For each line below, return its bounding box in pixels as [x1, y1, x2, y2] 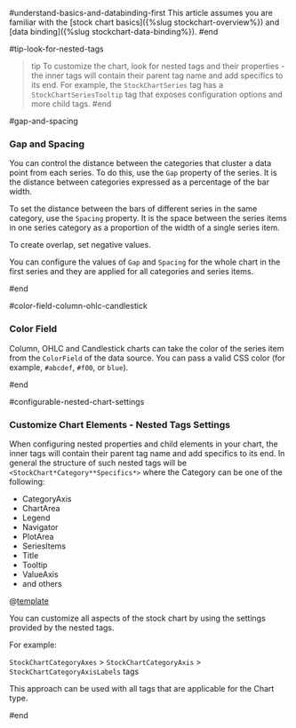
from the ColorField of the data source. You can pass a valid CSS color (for [9, 352, 286, 363]
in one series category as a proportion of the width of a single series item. [9, 222, 280, 233]
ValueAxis [21, 568, 60, 580]
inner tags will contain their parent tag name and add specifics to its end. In [9, 447, 285, 458]
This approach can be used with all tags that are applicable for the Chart [9, 683, 275, 693]
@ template [9, 595, 49, 606]
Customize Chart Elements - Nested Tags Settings [9, 418, 231, 431]
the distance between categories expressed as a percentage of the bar [9, 177, 269, 187]
